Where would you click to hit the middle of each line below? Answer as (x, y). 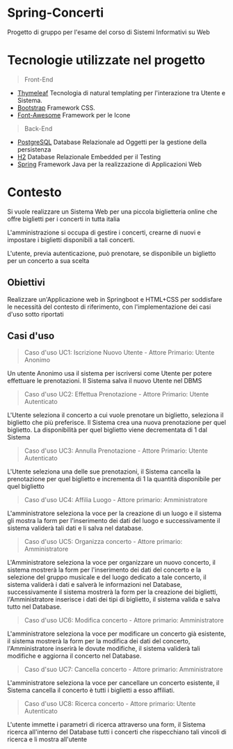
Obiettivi (26, 283)
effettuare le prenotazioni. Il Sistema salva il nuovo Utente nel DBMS (105, 381)
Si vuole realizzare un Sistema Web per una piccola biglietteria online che (112, 211)
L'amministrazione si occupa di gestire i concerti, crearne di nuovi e (104, 232)
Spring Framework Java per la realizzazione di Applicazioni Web (109, 164)
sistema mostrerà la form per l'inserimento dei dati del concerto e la (104, 570)
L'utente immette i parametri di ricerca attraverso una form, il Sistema (106, 725)
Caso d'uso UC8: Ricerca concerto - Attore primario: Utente (110, 704)
